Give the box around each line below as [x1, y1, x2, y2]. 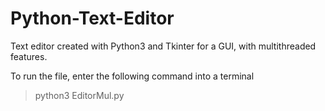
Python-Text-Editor [10, 7, 175, 30]
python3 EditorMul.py [34, 89, 125, 101]
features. [10, 50, 48, 62]
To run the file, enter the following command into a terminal [10, 70, 255, 82]
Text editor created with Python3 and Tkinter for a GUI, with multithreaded [10, 40, 317, 52]
